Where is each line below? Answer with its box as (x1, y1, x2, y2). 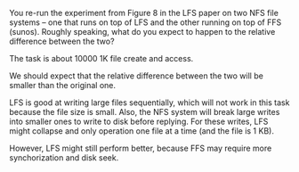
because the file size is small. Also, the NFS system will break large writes (9, 107, 280, 117)
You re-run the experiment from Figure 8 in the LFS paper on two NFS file (9, 8, 279, 18)
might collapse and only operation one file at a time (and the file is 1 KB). (9, 126, 274, 136)
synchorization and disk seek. (9, 152, 119, 163)
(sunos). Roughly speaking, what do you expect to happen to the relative (9, 27, 276, 37)
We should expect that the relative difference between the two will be (9, 70, 264, 81)
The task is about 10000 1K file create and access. (9, 53, 194, 63)
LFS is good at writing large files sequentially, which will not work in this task (9, 97, 290, 108)
